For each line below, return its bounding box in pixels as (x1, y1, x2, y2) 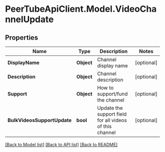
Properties (5, 33, 38, 42)
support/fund (97, 91, 128, 97)
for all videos (97, 117, 127, 124)
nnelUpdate (5, 14, 54, 25)
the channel (97, 97, 124, 103)
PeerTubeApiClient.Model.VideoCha (5, 3, 157, 15)
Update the (97, 104, 123, 111)
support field (97, 111, 127, 117)
